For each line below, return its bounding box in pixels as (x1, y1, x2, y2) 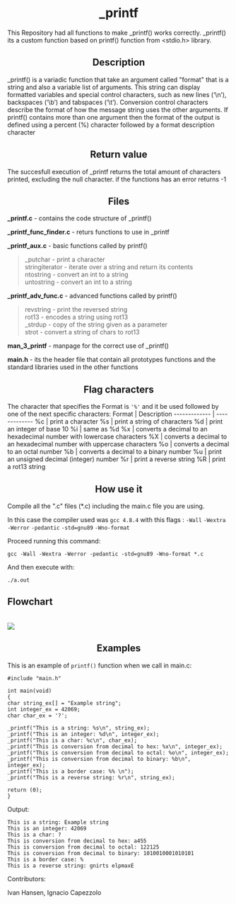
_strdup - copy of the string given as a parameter (24, 320, 168, 329)
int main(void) (7, 687, 52, 694)
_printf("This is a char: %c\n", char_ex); (7, 737, 138, 744)
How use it (95, 483, 143, 495)
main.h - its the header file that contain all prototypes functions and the (7, 356, 216, 364)
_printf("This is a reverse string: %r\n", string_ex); (7, 774, 175, 781)
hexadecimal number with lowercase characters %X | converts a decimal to (7, 432, 228, 441)
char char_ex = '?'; (7, 712, 69, 719)
